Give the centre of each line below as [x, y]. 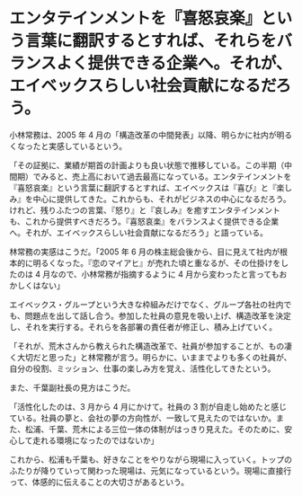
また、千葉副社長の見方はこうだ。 [72, 387]
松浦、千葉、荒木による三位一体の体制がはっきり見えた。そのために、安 [159, 429]
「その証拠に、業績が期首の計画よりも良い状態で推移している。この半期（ [147, 165]
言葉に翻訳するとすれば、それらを [151, 41]
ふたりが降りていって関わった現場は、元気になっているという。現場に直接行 [151, 470]
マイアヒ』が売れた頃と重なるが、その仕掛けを [194, 262]
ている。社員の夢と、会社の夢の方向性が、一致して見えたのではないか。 [143, 418]
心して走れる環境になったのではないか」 [84, 440]
